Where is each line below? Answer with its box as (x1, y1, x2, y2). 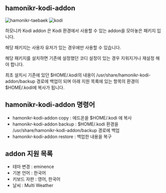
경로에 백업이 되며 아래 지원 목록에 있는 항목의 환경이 (36, 78, 139, 84)
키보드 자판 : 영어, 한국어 (12, 176, 61, 182)
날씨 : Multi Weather (12, 182, 53, 188)
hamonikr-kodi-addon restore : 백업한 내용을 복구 (12, 133, 112, 139)
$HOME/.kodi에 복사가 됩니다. (5, 84, 65, 90)
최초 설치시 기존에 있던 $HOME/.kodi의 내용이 (5, 72, 95, 78)
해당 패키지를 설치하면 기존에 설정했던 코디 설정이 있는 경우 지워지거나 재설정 (5, 55, 155, 61)
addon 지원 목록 (5, 149, 53, 158)
